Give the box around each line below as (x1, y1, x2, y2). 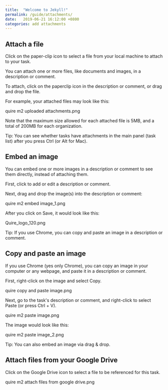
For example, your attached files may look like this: (5, 98, 110, 104)
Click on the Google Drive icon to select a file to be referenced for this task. (5, 369, 160, 375)
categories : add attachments (5, 21, 66, 27)
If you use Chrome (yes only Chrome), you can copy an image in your (5, 263, 148, 269)
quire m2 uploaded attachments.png (5, 108, 80, 114)
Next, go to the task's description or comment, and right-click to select (5, 297, 151, 303)
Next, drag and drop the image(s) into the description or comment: (5, 190, 142, 197)
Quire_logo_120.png (5, 220, 46, 226)
